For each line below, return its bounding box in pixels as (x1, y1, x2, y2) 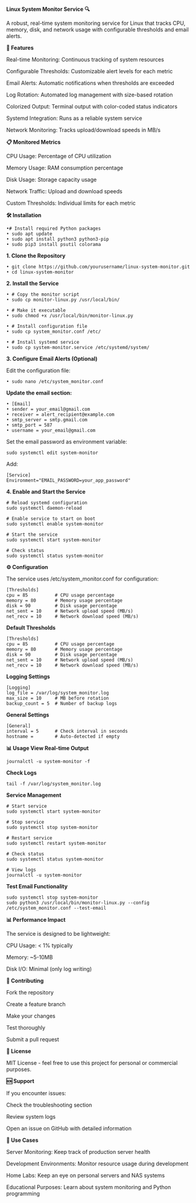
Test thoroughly (6, 1024, 46, 1031)
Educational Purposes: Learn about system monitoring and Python (6, 1184, 171, 1190)
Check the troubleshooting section (6, 1101, 92, 1108)
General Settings (6, 711, 49, 718)
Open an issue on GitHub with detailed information (6, 1125, 131, 1132)
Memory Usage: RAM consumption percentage (6, 164, 124, 172)
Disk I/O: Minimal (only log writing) (6, 965, 92, 972)
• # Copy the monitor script (6, 292, 80, 298)
